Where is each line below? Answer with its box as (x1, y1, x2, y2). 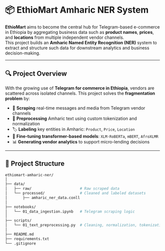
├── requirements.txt (5, 236, 50, 241)
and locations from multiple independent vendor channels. (5, 34, 124, 40)
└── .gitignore (5, 241, 36, 246)
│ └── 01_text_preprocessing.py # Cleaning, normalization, (5, 223, 137, 228)
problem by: (5, 95, 30, 101)
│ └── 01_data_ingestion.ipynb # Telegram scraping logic (5, 209, 135, 214)
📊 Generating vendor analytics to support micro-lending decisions (12, 139, 150, 144)
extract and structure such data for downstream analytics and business (5, 45, 150, 51)
